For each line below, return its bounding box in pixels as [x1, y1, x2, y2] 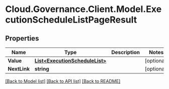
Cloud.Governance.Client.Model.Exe [5, 3, 162, 15]
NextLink [8, 65, 30, 72]
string [34, 65, 49, 72]
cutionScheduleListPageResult [5, 14, 137, 25]
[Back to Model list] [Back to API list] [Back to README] [5, 78, 121, 84]
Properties [5, 34, 39, 42]
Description [111, 49, 140, 55]
